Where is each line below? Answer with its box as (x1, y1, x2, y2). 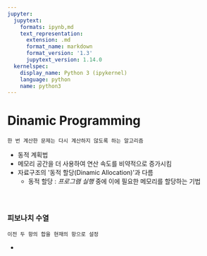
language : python (20, 75, 71, 83)
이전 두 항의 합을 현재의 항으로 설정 (7, 231, 99, 238)
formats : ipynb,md (20, 23, 74, 30)
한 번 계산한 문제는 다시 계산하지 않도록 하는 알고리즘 (7, 138, 144, 145)
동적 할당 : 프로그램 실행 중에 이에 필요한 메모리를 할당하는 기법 (27, 177, 201, 185)
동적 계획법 (17, 151, 49, 159)
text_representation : (20, 30, 83, 37)
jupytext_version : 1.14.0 (25, 56, 102, 63)
